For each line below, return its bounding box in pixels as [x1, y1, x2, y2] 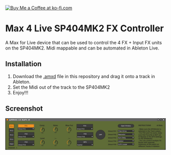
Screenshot [5, 105, 43, 113]
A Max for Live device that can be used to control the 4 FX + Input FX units [5, 39, 162, 45]
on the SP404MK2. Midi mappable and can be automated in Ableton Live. [5, 45, 159, 51]
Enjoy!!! [12, 89, 28, 95]
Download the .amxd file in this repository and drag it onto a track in [12, 73, 155, 79]
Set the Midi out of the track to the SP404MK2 [12, 84, 110, 90]
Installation [5, 60, 42, 68]
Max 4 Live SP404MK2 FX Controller [5, 23, 164, 34]
